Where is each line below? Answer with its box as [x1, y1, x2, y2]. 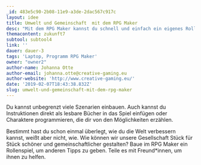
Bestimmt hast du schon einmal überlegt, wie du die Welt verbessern [6, 127, 176, 135]
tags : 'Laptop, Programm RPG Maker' [6, 53, 98, 59]
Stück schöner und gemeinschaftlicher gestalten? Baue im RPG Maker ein [6, 140, 188, 148]
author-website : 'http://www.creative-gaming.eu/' [6, 76, 135, 82]
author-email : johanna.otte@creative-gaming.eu [6, 70, 127, 76]
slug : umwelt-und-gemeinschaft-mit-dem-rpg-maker [6, 87, 133, 93]
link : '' [6, 43, 28, 49]
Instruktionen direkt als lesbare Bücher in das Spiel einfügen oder [6, 109, 167, 117]
